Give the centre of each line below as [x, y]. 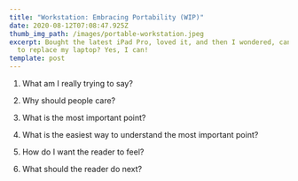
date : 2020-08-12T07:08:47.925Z [69, 26]
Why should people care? [69, 101]
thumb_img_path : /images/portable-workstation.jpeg [106, 34]
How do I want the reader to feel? [83, 152]
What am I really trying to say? [77, 83]
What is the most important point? [84, 117]
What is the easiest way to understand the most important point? [140, 135]
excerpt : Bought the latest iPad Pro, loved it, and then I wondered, [142, 42]
